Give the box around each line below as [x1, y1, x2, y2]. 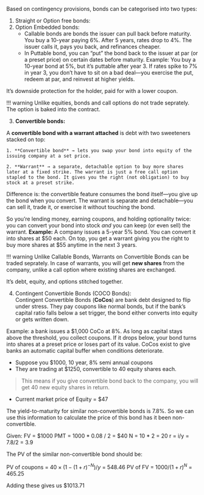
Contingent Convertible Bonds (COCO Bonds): [15, 290, 132, 297]
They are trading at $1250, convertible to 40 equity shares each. [15, 365, 177, 372]
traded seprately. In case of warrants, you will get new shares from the [6, 260, 185, 266]
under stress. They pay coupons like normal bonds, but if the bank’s [15, 302, 186, 310]
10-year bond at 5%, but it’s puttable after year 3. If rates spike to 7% [24, 62, 198, 70]
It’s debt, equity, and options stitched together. [6, 278, 124, 285]
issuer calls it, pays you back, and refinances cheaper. [24, 43, 161, 50]
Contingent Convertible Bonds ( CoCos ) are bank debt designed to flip [15, 296, 191, 303]
